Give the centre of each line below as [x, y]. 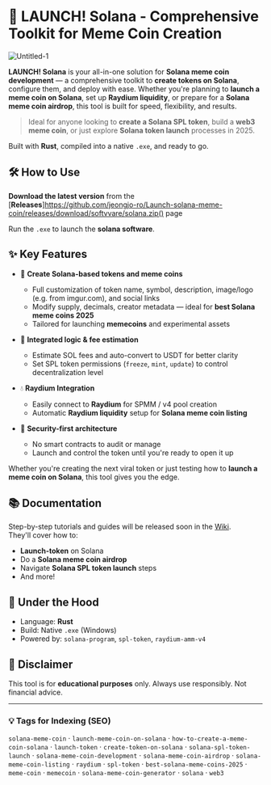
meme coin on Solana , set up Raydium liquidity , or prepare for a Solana [129, 97]
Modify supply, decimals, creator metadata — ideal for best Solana [144, 306]
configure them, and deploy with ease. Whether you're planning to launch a [134, 89]
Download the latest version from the [71, 196]
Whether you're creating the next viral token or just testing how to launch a [133, 468]
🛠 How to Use [44, 173]
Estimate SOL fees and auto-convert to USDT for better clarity [135, 355]
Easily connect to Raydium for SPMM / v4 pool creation [125, 404]
